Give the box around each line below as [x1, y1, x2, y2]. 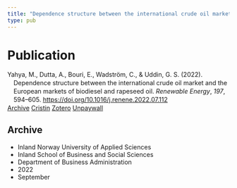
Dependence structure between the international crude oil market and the [13, 79, 228, 87]
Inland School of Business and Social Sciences [17, 150, 154, 158]
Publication [7, 47, 75, 63]
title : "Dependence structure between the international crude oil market [7, 10, 232, 18]
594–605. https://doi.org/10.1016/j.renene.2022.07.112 [13, 96, 168, 104]
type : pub [7, 17, 37, 24]
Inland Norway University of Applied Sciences [17, 142, 152, 151]
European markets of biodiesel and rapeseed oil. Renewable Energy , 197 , [13, 87, 226, 96]
